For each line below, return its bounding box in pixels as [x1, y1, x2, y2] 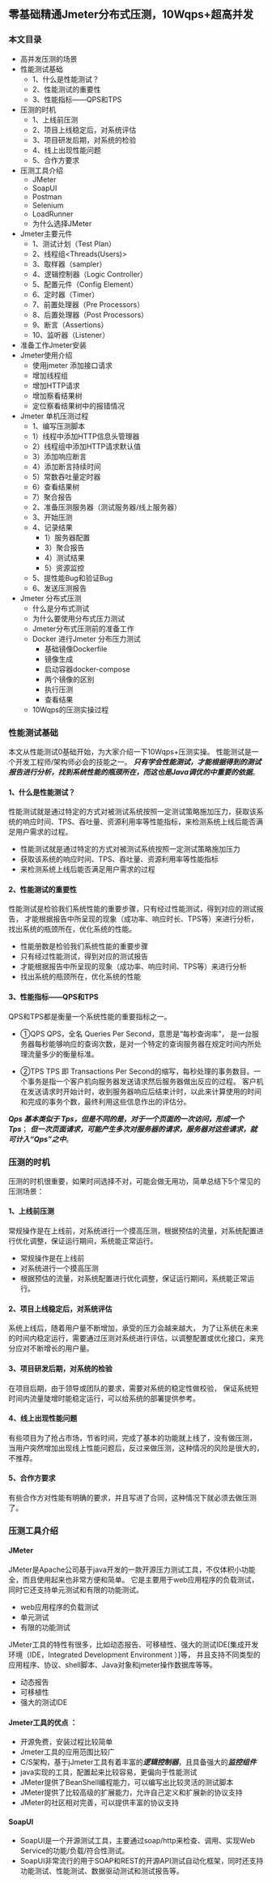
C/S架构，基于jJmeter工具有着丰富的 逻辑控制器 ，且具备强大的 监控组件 [19, 1757, 257, 1767]
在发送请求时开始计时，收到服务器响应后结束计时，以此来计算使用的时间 [19, 1087, 261, 1096]
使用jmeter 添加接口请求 [32, 360, 113, 370]
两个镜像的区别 [44, 674, 95, 684]
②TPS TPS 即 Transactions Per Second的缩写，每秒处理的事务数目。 [19, 1066, 254, 1076]
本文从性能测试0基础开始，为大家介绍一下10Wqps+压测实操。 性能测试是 [8, 746, 253, 756]
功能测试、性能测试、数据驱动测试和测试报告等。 [19, 1866, 184, 1876]
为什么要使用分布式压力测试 [32, 613, 125, 623]
